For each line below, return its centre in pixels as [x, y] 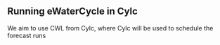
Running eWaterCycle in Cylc [73, 11]
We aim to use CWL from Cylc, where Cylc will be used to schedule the [110, 28]
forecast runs [27, 35]
